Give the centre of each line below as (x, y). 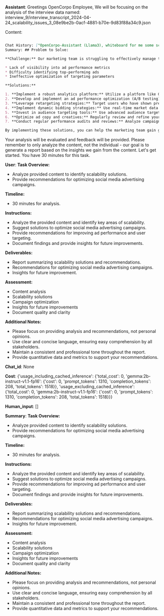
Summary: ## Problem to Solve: (37, 50)
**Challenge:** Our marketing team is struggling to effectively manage (81, 59)
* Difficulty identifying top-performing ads (52, 72)
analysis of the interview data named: (43, 12)
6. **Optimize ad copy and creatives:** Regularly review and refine (77, 117)
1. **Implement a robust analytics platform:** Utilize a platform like (81, 94)
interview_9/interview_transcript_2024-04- (48, 17)
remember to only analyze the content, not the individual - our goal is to (77, 145)
